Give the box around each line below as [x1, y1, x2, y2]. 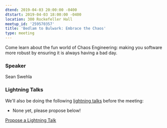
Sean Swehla [5, 74, 32, 80]
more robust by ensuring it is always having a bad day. [5, 50, 117, 56]
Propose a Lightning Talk [5, 117, 56, 123]
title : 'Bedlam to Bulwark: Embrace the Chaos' [5, 26, 106, 31]
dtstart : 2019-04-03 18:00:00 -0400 [5, 12, 81, 17]
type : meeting [5, 31, 35, 36]
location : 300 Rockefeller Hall [5, 17, 72, 22]
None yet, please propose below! [12, 107, 81, 113]
